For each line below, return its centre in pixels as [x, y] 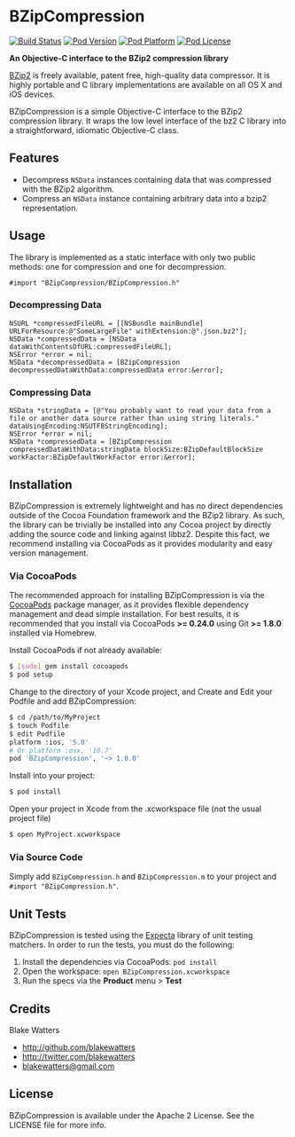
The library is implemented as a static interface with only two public [133, 257]
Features [34, 158]
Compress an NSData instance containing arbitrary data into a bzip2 [144, 198]
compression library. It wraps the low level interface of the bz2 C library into [147, 121]
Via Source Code [46, 857]
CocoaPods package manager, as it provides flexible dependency [129, 604]
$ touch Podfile [39, 725]
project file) [30, 818]
